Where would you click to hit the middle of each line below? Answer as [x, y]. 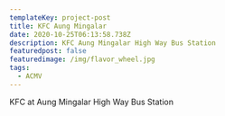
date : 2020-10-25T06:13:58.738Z [70, 34]
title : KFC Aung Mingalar [58, 26]
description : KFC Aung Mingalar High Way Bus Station [113, 43]
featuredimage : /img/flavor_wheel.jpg [82, 59]
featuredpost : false [48, 51]
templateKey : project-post [60, 18]
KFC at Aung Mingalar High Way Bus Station [92, 102]
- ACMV [30, 76]
